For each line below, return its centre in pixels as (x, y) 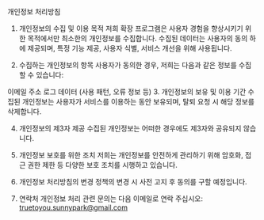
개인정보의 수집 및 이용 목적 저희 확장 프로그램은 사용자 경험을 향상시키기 (131, 28)
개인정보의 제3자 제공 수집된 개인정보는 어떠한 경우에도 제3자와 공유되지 (130, 128)
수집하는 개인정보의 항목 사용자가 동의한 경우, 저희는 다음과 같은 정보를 (128, 65)
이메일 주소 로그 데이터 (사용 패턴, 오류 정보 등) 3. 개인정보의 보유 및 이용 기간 (127, 92)
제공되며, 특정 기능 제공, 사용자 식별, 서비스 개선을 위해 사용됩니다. (130, 48)
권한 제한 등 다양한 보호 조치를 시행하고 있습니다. (102, 165)
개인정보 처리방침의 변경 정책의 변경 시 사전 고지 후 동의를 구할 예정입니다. (133, 182)
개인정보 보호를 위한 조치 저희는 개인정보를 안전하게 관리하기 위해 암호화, (131, 155)
